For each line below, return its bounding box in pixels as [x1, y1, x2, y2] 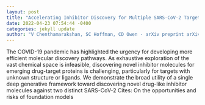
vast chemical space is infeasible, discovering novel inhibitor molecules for [6, 61, 195, 69]
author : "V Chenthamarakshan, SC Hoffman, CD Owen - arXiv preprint [6, 32, 184, 38]
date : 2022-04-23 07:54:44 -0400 [6, 20, 92, 26]
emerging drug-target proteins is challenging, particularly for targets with [6, 67, 190, 75]
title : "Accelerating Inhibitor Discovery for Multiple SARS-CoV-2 [6, 15, 182, 21]
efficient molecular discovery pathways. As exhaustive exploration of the [6, 55, 189, 62]
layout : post [6, 8, 40, 15]
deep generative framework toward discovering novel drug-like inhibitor [6, 80, 187, 88]
